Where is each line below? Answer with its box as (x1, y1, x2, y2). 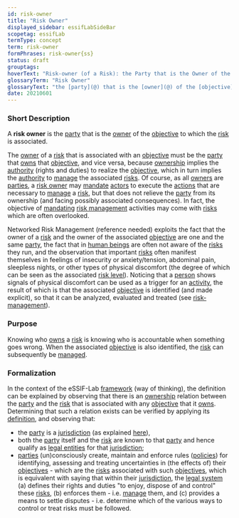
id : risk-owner (7, 10, 53, 18)
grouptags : (7, 63, 40, 71)
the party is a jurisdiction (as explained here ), (17, 428, 151, 437)
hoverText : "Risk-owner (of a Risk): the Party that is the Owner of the (7, 70, 231, 77)
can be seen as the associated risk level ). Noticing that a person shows (7, 271, 216, 279)
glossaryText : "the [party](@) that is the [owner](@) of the (7, 83, 196, 90)
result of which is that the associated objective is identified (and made (7, 286, 213, 294)
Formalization (7, 368, 56, 378)
